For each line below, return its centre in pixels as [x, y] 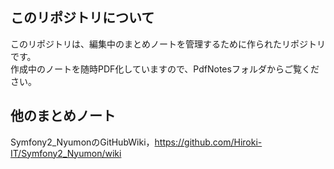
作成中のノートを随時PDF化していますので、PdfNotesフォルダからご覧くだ [165, 69]
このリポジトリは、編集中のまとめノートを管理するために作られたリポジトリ [168, 44]
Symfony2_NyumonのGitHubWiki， [82, 142]
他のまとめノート [63, 116]
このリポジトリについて [82, 18]
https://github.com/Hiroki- [208, 142]
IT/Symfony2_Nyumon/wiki [66, 153]
